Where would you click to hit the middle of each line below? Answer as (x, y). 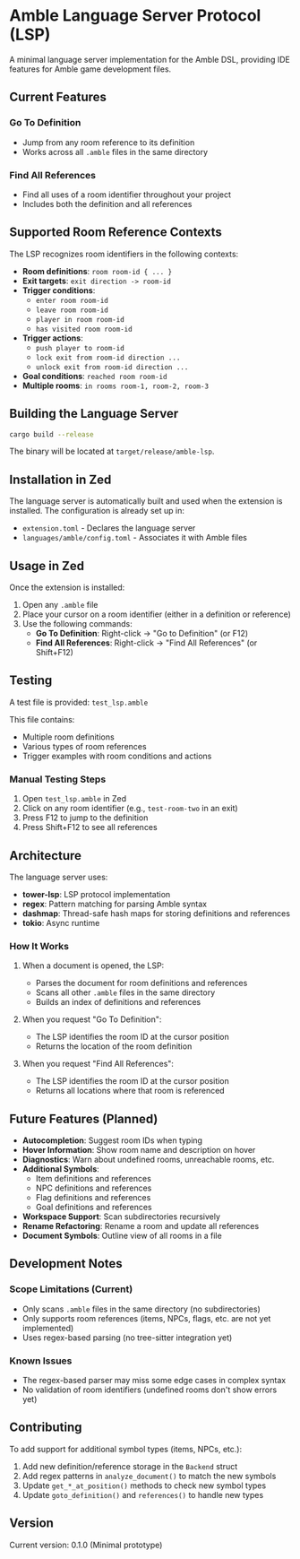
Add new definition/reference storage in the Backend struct (130, 1466)
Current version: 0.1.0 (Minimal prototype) (86, 1545)
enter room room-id (72, 300)
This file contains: (42, 719)
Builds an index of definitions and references (118, 1002)
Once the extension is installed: (67, 587)
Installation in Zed (60, 479)
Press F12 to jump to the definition (85, 818)
